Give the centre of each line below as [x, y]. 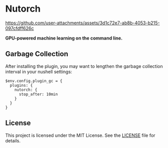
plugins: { [21, 85]
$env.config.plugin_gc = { [34, 81]
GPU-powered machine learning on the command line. [64, 38]
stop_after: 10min [38, 94]
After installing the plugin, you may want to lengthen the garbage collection [84, 66]
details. [13, 140]
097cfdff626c [20, 28]
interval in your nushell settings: [39, 71]
